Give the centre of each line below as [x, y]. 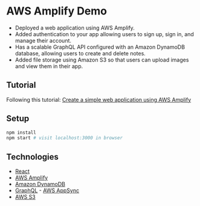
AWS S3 [25, 197]
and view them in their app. [49, 66]
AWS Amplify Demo [57, 11]
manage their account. [43, 40]
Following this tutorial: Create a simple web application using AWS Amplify [99, 99]
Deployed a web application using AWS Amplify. [75, 28]
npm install [21, 133]
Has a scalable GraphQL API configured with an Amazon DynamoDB [100, 47]
